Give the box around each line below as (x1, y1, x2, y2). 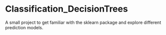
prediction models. (5, 24, 44, 30)
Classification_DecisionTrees (5, 3, 128, 15)
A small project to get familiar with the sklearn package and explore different (5, 19, 162, 25)
